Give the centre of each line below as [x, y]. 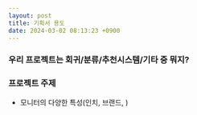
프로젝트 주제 [32, 83]
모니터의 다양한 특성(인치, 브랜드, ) [74, 102]
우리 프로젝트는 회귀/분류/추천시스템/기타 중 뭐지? [99, 60]
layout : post [30, 16]
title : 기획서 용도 [37, 23]
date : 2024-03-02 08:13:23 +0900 [64, 30]
